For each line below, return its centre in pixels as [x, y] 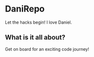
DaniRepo [25, 9]
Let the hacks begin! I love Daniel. [39, 22]
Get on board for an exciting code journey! [47, 49]
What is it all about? [35, 37]
